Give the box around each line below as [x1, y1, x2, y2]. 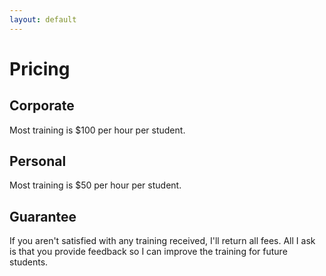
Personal [9, 153, 67, 170]
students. [9, 256, 49, 268]
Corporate [9, 97, 75, 115]
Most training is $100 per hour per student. [9, 124, 186, 136]
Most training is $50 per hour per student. [9, 179, 182, 191]
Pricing [9, 57, 71, 80]
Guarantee [9, 208, 77, 225]
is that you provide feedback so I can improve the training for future [9, 246, 288, 258]
